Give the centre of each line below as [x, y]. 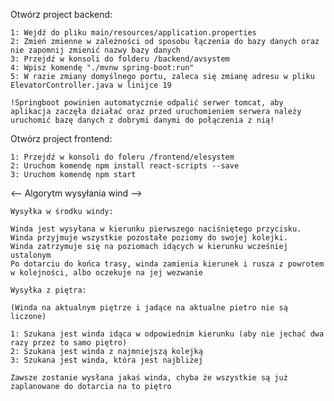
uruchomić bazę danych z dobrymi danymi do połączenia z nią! [142, 120]
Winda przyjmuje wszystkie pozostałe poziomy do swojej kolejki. [149, 238]
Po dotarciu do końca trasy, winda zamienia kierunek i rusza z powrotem [167, 264]
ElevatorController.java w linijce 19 [91, 85]
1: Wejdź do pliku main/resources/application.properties [133, 33]
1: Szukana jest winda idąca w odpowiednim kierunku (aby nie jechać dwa [167, 334]
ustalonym [31, 255]
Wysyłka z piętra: [48, 290]
